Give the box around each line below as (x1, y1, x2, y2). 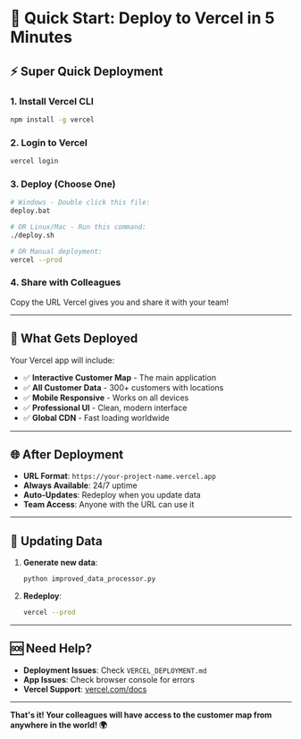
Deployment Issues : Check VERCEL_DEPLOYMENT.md (22, 665, 207, 676)
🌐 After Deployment (10, 447, 124, 462)
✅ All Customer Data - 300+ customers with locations (22, 382, 224, 392)
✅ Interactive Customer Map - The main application (22, 372, 217, 382)
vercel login (10, 156, 59, 166)
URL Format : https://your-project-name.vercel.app (22, 471, 217, 482)
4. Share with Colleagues (10, 276, 121, 289)
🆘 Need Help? (10, 641, 93, 656)
